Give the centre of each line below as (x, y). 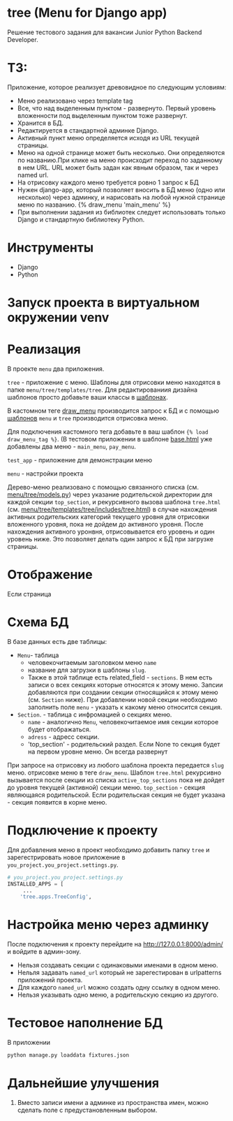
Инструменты (51, 248)
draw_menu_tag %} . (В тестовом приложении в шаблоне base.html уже (110, 439)
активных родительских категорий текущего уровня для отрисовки (108, 516)
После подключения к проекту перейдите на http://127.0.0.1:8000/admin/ (115, 944)
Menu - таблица (38, 655)
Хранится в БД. (40, 123)
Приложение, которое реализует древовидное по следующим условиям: (117, 87)
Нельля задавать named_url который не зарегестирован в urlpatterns (119, 973)
